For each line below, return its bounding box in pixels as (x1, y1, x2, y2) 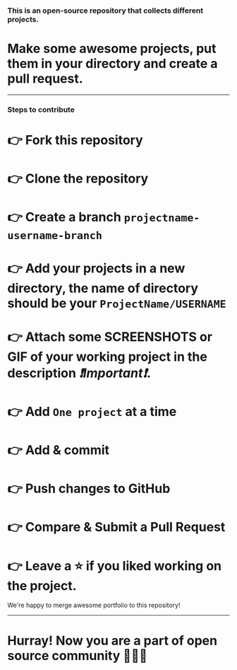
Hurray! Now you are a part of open (7, 633, 217, 649)
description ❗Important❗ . (7, 365, 152, 381)
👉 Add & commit (7, 442, 110, 458)
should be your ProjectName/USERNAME (7, 295, 227, 311)
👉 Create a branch (7, 209, 121, 225)
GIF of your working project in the (7, 349, 208, 364)
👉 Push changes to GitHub (7, 480, 171, 497)
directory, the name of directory (7, 280, 199, 296)
